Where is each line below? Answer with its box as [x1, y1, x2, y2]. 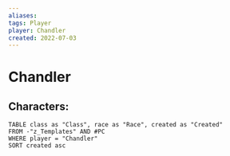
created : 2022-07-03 [8, 33, 77, 42]
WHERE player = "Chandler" [8, 135, 98, 143]
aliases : [8, 11, 38, 20]
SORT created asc [8, 142, 66, 150]
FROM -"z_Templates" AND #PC [8, 128, 105, 136]
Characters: [8, 99, 69, 113]
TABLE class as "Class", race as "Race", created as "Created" [8, 121, 224, 129]
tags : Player [8, 19, 52, 27]
